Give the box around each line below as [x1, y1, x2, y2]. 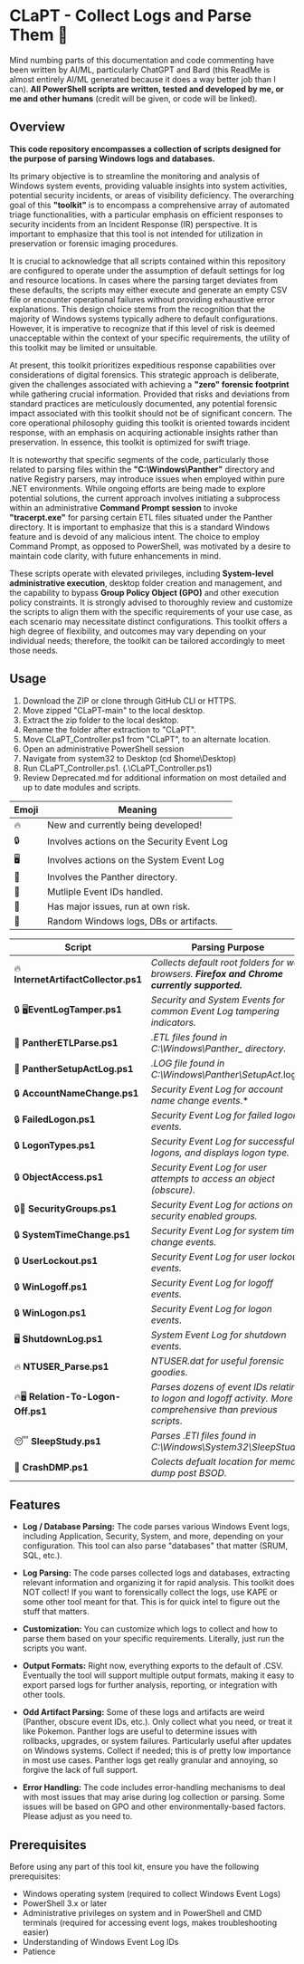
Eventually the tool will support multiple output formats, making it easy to [22, 1670, 295, 1681]
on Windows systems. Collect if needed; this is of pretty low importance [22, 1745, 291, 1757]
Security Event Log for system [150, 1224, 280, 1237]
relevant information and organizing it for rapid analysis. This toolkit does [22, 1577, 295, 1588]
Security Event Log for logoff [150, 1276, 274, 1289]
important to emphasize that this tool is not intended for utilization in [9, 228, 264, 239]
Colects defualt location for [150, 1455, 268, 1468]
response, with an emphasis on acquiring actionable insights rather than [9, 426, 279, 437]
